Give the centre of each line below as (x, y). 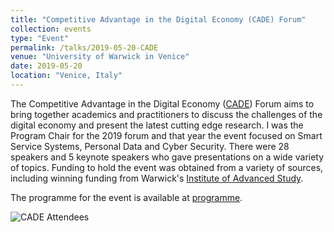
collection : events (51, 29)
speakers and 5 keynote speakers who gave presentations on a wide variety (167, 157)
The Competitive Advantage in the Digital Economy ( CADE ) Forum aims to (162, 103)
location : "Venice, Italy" (66, 76)
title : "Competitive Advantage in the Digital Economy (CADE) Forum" (158, 19)
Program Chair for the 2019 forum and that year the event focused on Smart (166, 135)
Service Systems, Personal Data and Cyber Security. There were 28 (150, 146)
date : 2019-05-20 (46, 66)
